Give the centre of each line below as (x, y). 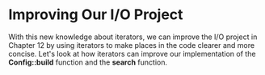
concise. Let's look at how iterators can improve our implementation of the (132, 53)
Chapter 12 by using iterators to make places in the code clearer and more (132, 45)
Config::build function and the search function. (88, 62)
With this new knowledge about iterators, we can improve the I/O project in (133, 37)
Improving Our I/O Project (96, 15)
